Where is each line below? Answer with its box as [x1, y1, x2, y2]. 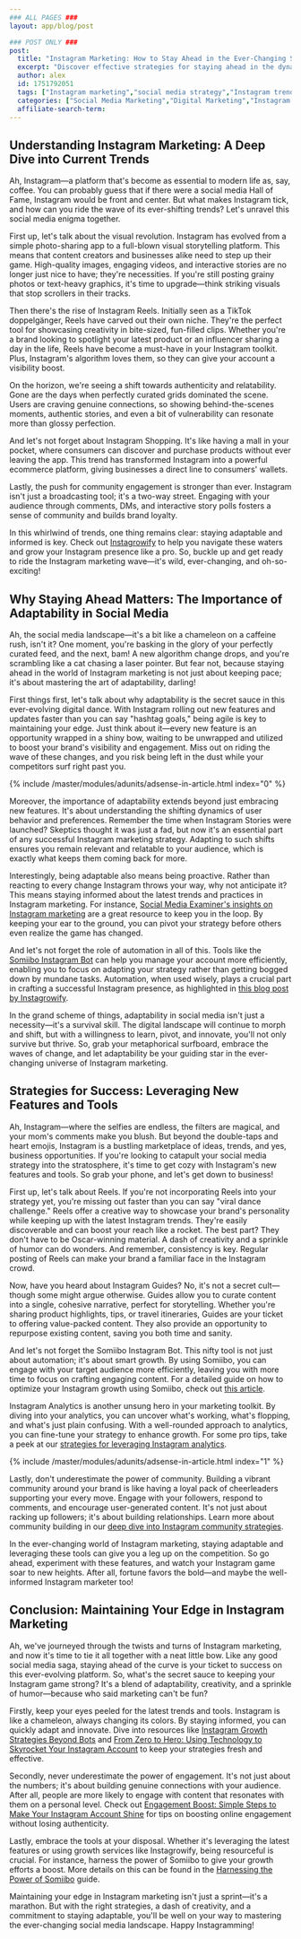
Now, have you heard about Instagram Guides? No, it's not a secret [9, 1280, 257, 1291]
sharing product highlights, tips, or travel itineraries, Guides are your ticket [9, 1309, 284, 1319]
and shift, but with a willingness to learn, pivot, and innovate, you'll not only [9, 1029, 287, 1039]
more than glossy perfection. [9, 418, 116, 429]
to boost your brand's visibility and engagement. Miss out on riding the [9, 742, 271, 752]
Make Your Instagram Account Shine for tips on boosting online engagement [9, 1808, 292, 1819]
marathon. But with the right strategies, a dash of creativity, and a [9, 1900, 252, 1911]
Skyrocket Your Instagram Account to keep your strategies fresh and [9, 1743, 262, 1754]
